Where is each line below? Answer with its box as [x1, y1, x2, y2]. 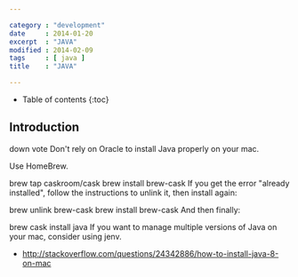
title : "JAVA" [9, 62, 77, 71]
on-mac [21, 257, 52, 268]
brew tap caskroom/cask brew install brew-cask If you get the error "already [9, 178, 290, 188]
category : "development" [9, 20, 105, 29]
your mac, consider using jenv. [9, 231, 122, 241]
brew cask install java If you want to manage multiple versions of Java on [9, 221, 278, 232]
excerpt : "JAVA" [9, 37, 77, 46]
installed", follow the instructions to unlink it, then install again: [9, 187, 238, 198]
